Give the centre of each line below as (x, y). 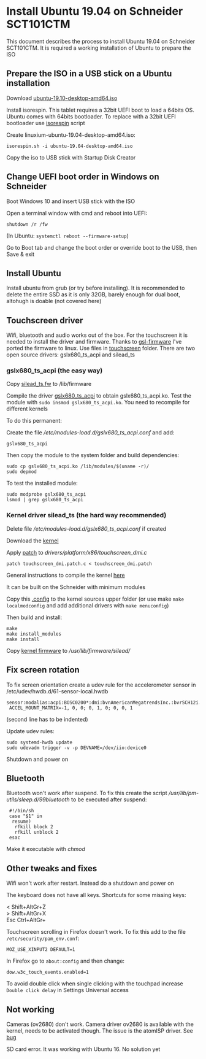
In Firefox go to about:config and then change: (65, 961)
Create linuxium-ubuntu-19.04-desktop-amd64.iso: (71, 135)
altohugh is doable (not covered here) (54, 301)
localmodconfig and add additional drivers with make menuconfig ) (88, 605)
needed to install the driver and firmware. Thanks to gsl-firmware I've (94, 342)
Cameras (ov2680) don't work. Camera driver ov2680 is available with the (100, 1024)
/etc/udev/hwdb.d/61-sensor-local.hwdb (57, 691)
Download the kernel (33, 541)
